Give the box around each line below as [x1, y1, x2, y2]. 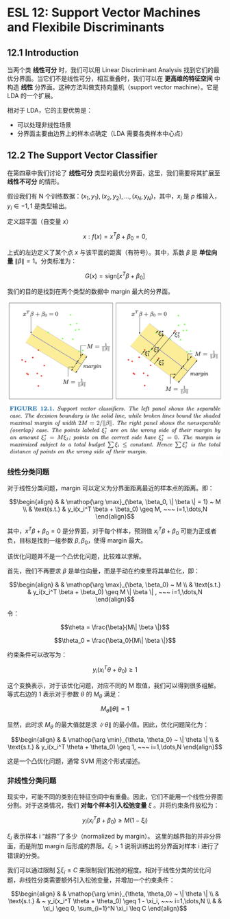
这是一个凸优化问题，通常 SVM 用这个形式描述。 [7, 757, 144, 765]
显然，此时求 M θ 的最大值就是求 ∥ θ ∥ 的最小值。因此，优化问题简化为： [7, 721, 209, 731]
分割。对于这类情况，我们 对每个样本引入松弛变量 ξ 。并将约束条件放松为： [7, 802, 220, 810]
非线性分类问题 [7, 775, 57, 785]
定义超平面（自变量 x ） [7, 218, 73, 226]
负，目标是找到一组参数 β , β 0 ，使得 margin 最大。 [7, 536, 147, 547]
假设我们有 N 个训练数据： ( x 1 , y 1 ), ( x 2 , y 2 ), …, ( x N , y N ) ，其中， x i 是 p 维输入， [7, 192, 221, 202]
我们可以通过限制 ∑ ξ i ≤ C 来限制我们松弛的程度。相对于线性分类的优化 [7, 866, 205, 876]
